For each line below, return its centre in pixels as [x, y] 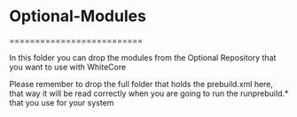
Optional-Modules [78, 16]
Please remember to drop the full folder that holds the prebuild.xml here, [141, 84]
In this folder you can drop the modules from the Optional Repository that [143, 57]
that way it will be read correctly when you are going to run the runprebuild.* [149, 93]
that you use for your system [62, 102]
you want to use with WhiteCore [68, 67]
